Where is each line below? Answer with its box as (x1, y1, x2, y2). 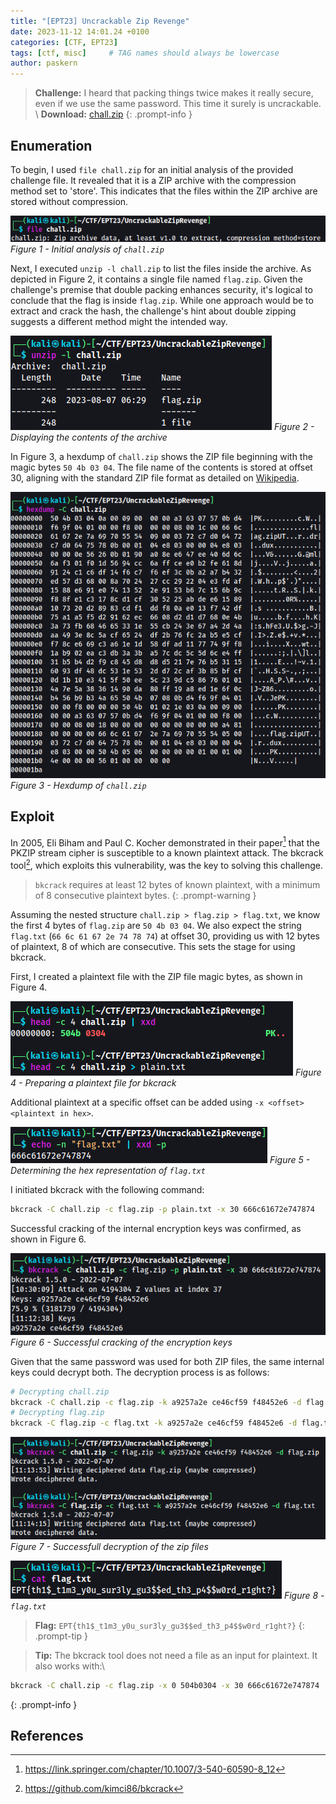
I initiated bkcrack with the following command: (10, 1184, 205, 1196)
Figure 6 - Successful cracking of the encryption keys (10, 1336, 233, 1348)
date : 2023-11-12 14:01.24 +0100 (10, 26, 150, 37)
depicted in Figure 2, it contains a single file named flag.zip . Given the (10, 273, 303, 285)
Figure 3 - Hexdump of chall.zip (10, 779, 147, 791)
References (10, 1727, 84, 1744)
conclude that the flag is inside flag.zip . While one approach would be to (10, 295, 314, 307)
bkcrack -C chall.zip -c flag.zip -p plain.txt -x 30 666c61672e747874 (10, 1205, 315, 1215)
